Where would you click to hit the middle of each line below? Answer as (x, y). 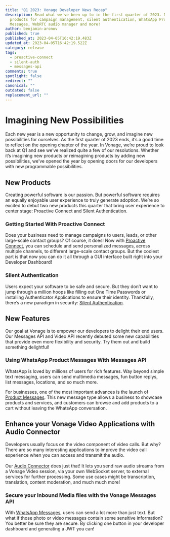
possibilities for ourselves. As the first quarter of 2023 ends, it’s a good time (84, 140)
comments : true (21, 72)
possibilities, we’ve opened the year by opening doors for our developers (81, 161)
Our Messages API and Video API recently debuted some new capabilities (82, 336)
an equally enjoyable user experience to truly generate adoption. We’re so (82, 200)
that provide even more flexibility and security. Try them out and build (78, 341)
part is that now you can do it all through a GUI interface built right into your (84, 257)
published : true (22, 34)
